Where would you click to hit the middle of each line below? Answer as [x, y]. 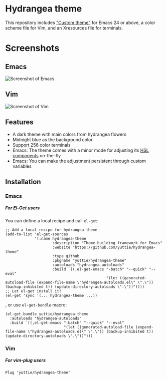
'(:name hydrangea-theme [60, 238]
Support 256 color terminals [42, 145]
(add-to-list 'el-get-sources [37, 234]
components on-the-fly [37, 155]
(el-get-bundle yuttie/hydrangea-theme [47, 314]
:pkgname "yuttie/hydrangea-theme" [90, 260]
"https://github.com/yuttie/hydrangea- [114, 247]
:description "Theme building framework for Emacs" [108, 243]
